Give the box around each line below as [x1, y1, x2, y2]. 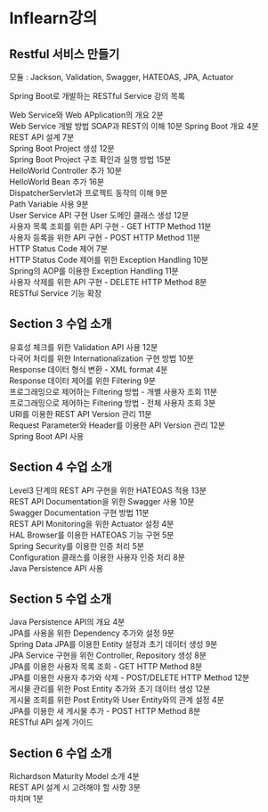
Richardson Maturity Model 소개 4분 [9, 771, 140, 782]
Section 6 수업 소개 [9, 745, 112, 760]
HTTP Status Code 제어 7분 [9, 243, 109, 254]
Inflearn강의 [9, 8, 98, 29]
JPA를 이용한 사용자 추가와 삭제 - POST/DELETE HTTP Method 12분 [9, 672, 250, 683]
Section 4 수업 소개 [9, 460, 113, 475]
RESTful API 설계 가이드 [9, 717, 93, 727]
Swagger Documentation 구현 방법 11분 [9, 507, 150, 518]
